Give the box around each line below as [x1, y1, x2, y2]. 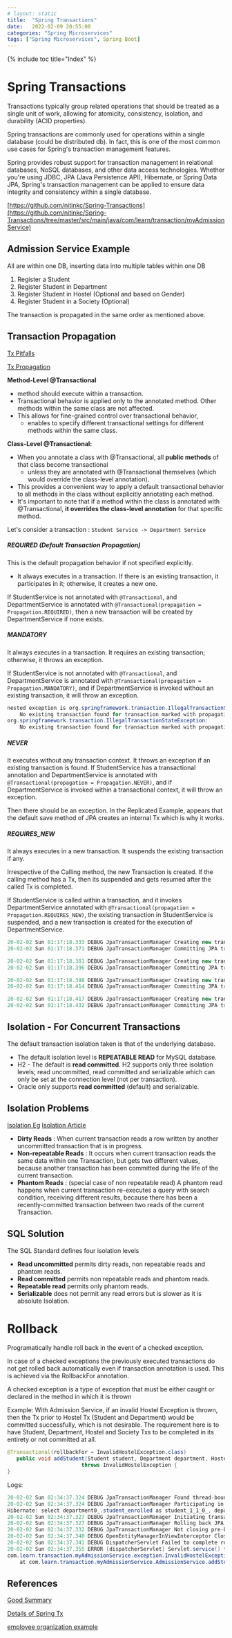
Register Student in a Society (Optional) [17, 297, 130, 305]
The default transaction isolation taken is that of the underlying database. [7, 1040, 216, 1048]
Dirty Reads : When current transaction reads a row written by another [17, 1134, 219, 1143]
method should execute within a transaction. [17, 389, 144, 398]
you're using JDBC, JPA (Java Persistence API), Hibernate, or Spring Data [7, 173, 217, 181]
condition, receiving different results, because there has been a [17, 1193, 198, 1202]
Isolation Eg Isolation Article [7, 1121, 86, 1129]
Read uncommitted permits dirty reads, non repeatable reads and [17, 1260, 206, 1268]
